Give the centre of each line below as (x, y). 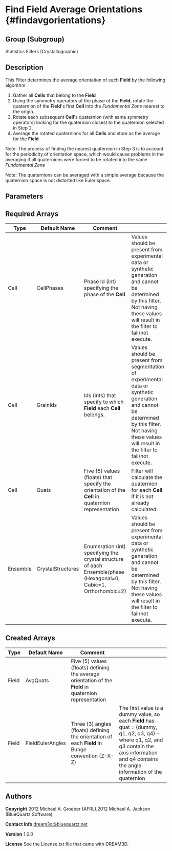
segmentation (148, 367)
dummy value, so (139, 714)
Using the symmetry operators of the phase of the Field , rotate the (83, 100)
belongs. (94, 414)
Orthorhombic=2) (105, 591)
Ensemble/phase (104, 572)
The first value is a (141, 708)
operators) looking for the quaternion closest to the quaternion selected (88, 122)
